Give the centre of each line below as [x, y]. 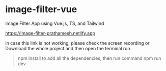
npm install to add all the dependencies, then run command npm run [89, 58]
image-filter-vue [41, 9]
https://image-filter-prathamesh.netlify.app [50, 33]
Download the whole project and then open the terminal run [68, 48]
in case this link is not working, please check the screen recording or [77, 43]
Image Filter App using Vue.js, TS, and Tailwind [55, 23]
